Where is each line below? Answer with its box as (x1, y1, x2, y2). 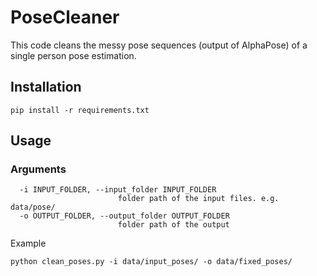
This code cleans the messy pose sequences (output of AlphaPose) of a (10, 39, 308, 51)
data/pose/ (10, 202, 56, 213)
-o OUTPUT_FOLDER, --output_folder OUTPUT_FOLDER (19, 211, 230, 221)
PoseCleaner (10, 6, 120, 29)
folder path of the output (117, 220, 230, 230)
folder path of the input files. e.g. (117, 194, 280, 204)
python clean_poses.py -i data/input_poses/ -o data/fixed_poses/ (10, 257, 293, 267)
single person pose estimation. (10, 49, 137, 61)
